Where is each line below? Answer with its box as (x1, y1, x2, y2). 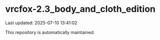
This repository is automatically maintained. (5, 29, 95, 35)
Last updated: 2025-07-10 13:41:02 (5, 20, 77, 26)
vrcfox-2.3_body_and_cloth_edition (5, 3, 156, 15)
